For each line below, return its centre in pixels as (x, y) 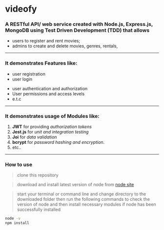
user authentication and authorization (50, 88)
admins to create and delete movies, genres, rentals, (65, 46)
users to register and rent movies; (46, 41)
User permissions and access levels (48, 94)
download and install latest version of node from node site (75, 185)
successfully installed (39, 210)
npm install (17, 223)
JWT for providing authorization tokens (52, 127)
